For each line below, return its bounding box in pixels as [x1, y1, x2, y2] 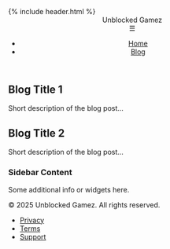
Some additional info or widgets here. [8, 185, 130, 194]
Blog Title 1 [8, 83, 63, 96]
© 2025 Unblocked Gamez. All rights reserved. [8, 200, 161, 210]
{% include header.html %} [8, 7, 96, 16]
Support [19, 232, 46, 241]
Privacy [19, 215, 45, 225]
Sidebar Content [8, 167, 72, 178]
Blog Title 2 [8, 126, 65, 140]
